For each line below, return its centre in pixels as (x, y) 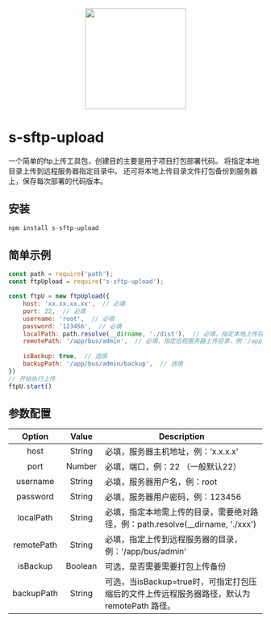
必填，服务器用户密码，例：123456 (173, 497)
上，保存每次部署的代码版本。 (58, 181)
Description (181, 436)
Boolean (81, 566)
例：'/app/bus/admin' (146, 552)
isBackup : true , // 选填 (65, 357)
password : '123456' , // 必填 (73, 326)
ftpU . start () (30, 386)
